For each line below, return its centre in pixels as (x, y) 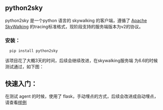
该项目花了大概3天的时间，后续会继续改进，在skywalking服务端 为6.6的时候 (81, 61)
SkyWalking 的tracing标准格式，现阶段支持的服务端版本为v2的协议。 (74, 26)
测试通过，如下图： (24, 67)
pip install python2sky (34, 51)
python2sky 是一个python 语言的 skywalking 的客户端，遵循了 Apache (76, 20)
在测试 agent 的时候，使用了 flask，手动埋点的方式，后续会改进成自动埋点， (82, 96)
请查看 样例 (16, 102)
